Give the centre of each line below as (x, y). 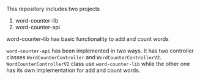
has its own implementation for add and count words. (73, 70)
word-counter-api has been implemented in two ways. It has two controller (100, 51)
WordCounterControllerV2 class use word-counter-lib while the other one (98, 64)
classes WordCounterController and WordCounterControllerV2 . (84, 57)
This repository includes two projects (53, 9)
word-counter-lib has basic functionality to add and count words (88, 39)
